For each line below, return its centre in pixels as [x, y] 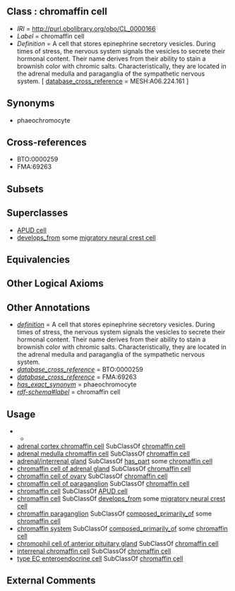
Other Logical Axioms [55, 284]
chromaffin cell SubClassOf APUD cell [72, 491]
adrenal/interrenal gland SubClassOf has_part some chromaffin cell [115, 461]
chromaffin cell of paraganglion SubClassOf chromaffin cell [103, 484]
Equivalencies [38, 260]
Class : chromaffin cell [57, 12]
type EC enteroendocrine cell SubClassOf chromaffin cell [100, 559]
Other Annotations [48, 307]
